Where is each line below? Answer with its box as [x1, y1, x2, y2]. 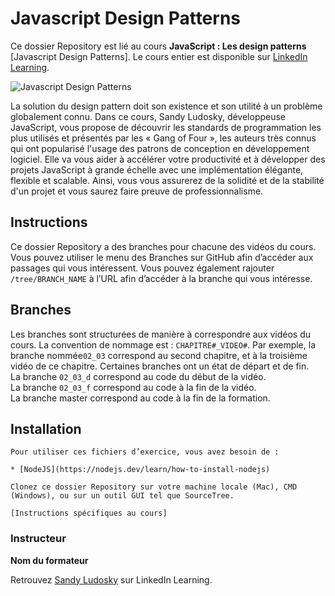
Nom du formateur [10, 554, 89, 566]
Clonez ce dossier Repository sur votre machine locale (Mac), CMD [10, 482, 298, 492]
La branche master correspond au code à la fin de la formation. [10, 392, 271, 404]
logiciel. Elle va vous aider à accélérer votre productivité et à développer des [10, 153, 326, 165]
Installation [10, 420, 82, 437]
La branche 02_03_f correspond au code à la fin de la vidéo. [10, 381, 257, 393]
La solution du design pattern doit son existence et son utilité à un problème [10, 100, 323, 112]
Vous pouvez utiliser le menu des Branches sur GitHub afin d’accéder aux [10, 251, 314, 263]
